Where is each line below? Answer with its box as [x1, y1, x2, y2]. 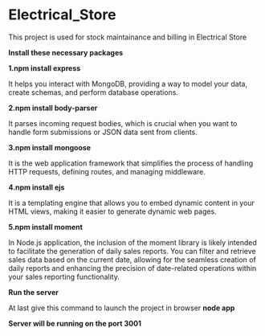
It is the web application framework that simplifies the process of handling [8, 158, 254, 168]
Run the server [8, 287, 59, 297]
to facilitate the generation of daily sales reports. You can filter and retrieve [8, 246, 256, 256]
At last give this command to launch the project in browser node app [8, 303, 235, 313]
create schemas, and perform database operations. [8, 87, 179, 97]
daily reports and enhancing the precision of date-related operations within [8, 263, 257, 272]
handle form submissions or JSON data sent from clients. [8, 127, 198, 137]
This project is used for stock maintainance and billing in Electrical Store [8, 32, 247, 42]
